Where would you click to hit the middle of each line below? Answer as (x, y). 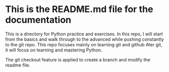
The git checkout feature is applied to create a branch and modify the (78, 59)
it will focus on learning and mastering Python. (54, 50)
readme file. (18, 65)
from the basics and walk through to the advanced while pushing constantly (84, 39)
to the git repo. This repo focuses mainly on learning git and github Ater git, (84, 44)
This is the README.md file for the (79, 9)
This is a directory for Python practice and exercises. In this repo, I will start (84, 34)
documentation (38, 20)
